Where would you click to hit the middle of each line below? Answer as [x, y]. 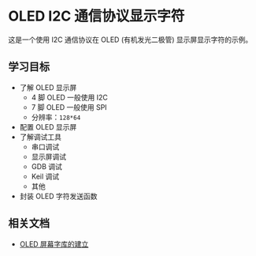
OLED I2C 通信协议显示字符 [96, 16]
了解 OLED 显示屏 [48, 87]
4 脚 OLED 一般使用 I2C [70, 97]
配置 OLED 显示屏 [48, 126]
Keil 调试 [45, 176]
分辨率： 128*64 [56, 117]
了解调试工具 [40, 137]
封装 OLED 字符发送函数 [58, 196]
